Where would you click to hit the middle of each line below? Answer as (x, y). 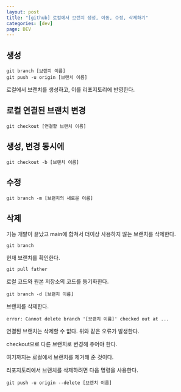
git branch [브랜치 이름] (36, 71)
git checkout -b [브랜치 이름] (43, 162)
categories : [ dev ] (30, 23)
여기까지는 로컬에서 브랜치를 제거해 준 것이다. (60, 357)
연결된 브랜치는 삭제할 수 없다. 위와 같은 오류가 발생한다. (73, 331)
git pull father (27, 270)
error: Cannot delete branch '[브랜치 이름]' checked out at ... (88, 319)
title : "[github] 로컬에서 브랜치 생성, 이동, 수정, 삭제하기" (77, 18)
